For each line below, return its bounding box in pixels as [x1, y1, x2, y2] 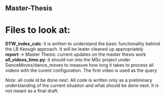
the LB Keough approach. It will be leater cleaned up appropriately [5, 46, 144, 52]
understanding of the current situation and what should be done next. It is [5, 82, 159, 88]
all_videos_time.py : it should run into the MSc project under [5, 57, 131, 63]
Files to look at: [5, 24, 71, 36]
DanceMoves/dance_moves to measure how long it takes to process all [5, 62, 154, 68]
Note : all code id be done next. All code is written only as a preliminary [5, 77, 153, 83]
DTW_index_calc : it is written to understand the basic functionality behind [5, 41, 160, 47]
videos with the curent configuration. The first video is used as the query [5, 67, 157, 73]
